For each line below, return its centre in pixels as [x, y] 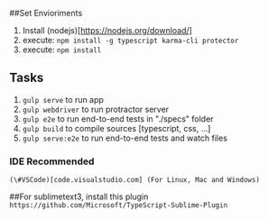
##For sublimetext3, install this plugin [79, 196]
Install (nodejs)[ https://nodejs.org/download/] [107, 30]
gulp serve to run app [63, 99]
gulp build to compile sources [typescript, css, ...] [116, 128]
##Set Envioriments [46, 13]
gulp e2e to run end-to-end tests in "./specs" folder [118, 119]
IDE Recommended [52, 161]
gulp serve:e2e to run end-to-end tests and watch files [125, 138]
